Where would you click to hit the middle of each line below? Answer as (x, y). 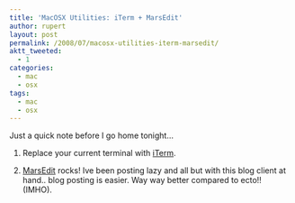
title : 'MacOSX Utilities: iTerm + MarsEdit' (96, 18)
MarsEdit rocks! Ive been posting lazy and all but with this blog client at (154, 171)
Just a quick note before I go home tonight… (91, 135)
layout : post (34, 34)
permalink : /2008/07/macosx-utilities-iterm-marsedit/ (114, 43)
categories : (31, 69)
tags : (19, 93)
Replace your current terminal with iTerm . (99, 153)
